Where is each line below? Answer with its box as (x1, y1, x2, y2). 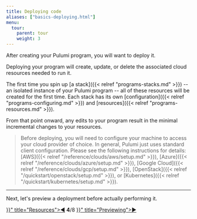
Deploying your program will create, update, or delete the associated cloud (6, 63, 187, 70)
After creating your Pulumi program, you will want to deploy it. (6, 52, 156, 59)
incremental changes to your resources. (6, 124, 103, 130)
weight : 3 (16, 36, 41, 42)
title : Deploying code (6, 8, 62, 15)
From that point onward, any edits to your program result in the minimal (6, 117, 178, 124)
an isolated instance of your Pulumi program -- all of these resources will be (6, 87, 190, 94)
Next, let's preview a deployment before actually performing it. (6, 195, 157, 202)
